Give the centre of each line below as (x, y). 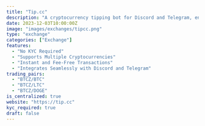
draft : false (23, 113)
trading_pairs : (26, 74)
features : (19, 46)
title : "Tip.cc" (27, 12)
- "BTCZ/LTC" (28, 85)
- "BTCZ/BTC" (28, 79)
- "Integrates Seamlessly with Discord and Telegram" (81, 68)
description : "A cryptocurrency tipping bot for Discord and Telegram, (99, 18)
